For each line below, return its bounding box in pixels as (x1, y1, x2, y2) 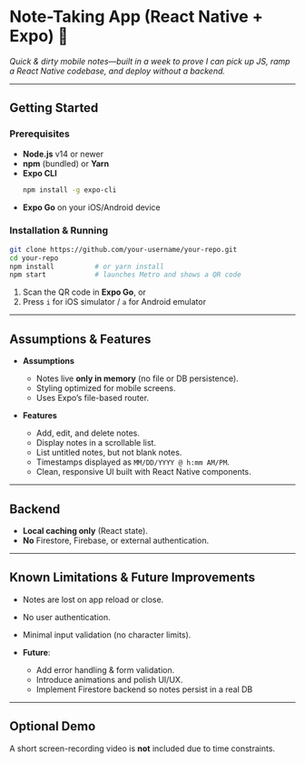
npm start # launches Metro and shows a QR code (9, 270, 242, 279)
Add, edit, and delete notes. (35, 427, 141, 438)
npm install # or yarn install (9, 262, 165, 271)
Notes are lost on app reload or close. (22, 594, 164, 605)
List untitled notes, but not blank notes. (35, 447, 182, 458)
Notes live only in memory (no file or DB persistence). (35, 373, 239, 384)
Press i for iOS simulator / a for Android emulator (22, 296, 207, 307)
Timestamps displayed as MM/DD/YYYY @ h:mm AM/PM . (35, 457, 230, 467)
